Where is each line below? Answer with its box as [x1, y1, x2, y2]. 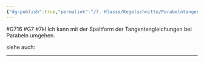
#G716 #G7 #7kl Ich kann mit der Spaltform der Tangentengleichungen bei [6, 25, 192, 33]
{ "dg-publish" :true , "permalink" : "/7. [6, 8, 102, 15]
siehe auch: [6, 43, 35, 51]
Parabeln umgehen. [6, 31, 56, 39]
